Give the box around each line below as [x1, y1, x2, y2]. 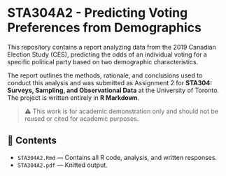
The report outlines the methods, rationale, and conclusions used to [7, 71, 203, 80]
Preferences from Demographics [7, 20, 202, 36]
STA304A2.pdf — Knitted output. [17, 161, 108, 169]
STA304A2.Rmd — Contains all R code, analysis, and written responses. [17, 153, 218, 161]
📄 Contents [7, 135, 57, 147]
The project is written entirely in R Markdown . [7, 93, 140, 102]
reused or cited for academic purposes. [24, 114, 139, 123]
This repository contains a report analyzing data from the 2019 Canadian [7, 43, 217, 51]
